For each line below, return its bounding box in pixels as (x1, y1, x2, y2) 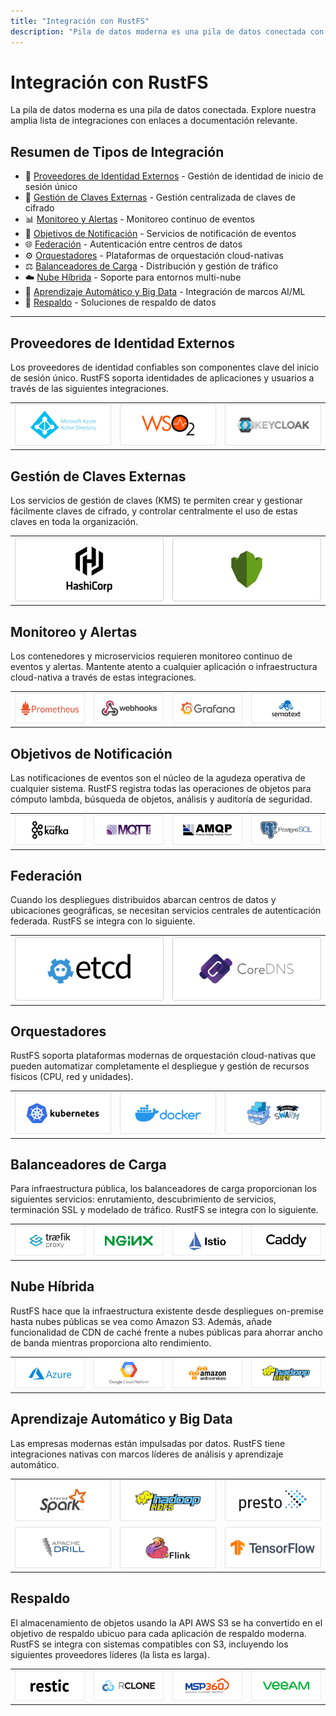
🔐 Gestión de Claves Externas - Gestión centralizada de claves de (24, 191, 296, 204)
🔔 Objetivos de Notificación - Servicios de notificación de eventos (24, 228, 297, 240)
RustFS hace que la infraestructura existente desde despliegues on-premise (10, 1305, 324, 1317)
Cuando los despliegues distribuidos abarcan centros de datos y (10, 894, 277, 906)
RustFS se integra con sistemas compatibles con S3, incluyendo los (10, 1638, 289, 1650)
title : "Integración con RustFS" (10, 16, 150, 26)
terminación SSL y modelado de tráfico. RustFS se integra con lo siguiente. (10, 1204, 319, 1216)
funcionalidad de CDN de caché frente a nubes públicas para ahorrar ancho (10, 1326, 323, 1338)
